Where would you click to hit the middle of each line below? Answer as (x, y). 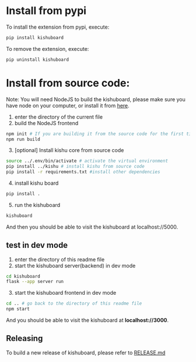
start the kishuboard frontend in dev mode (65, 293)
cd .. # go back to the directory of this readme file (74, 304)
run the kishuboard (37, 205)
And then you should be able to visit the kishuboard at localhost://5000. (92, 227)
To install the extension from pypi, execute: (58, 27)
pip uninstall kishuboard (37, 60)
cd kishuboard (23, 276)
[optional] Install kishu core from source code (69, 150)
